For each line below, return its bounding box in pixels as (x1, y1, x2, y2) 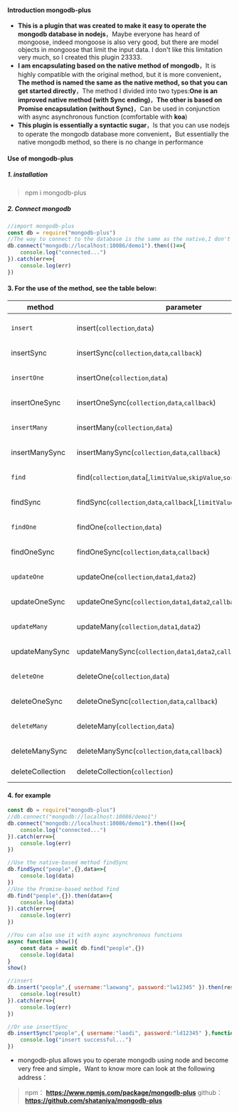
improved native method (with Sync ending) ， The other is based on (17, 96, 223, 105)
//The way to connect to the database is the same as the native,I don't (7, 235, 231, 243)
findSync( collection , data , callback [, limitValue (76, 497, 235, 507)
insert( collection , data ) (76, 323, 154, 333)
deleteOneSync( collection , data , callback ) (76, 696, 218, 706)
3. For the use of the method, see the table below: (7, 284, 157, 293)
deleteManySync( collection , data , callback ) (76, 746, 223, 756)
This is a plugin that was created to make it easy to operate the (17, 21, 207, 30)
